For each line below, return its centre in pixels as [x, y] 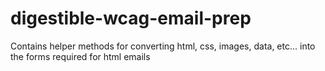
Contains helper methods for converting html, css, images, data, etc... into [163, 46]
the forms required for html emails [80, 56]
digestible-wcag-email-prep [131, 18]
